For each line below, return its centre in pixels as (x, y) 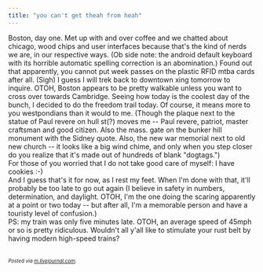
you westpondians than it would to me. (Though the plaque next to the (122, 113)
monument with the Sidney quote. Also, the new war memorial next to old (127, 138)
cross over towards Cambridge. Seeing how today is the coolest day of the (129, 96)
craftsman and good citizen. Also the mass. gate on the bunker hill (115, 130)
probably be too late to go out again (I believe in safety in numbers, (117, 188)
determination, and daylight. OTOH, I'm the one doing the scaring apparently (132, 197)
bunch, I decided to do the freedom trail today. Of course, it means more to (130, 105)
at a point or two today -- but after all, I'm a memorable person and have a (128, 204)
